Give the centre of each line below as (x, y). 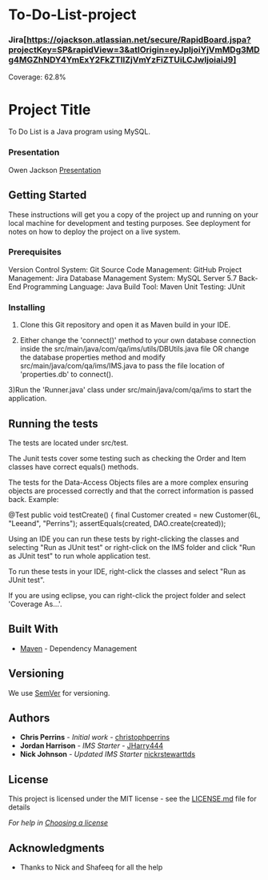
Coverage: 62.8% (37, 77)
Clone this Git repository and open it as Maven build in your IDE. (125, 325)
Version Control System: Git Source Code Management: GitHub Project (125, 269)
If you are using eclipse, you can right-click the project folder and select (127, 595)
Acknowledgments (57, 848)
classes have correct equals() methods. (74, 467)
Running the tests (53, 423)
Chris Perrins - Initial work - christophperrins (95, 737)
